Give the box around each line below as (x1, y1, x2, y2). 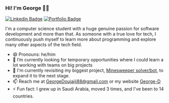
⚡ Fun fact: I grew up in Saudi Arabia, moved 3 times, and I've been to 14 (12, 86, 164, 92)
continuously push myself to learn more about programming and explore (5, 36, 156, 42)
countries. (12, 93, 34, 99)
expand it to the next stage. (12, 73, 70, 79)
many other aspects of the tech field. (5, 42, 82, 48)
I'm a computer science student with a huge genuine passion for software (5, 26, 159, 32)
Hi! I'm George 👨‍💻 (5, 5, 50, 12)
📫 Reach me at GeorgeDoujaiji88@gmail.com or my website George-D (12, 78, 161, 84)
